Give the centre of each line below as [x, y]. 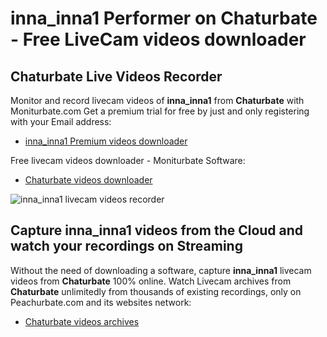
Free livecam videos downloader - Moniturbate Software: [128, 160]
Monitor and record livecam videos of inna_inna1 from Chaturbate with [157, 100]
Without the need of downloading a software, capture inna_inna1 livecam [161, 270]
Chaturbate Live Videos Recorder [116, 76]
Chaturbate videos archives [82, 321]
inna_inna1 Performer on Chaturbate [164, 18]
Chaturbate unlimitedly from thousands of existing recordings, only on [156, 291]
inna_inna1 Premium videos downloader [106, 141]
